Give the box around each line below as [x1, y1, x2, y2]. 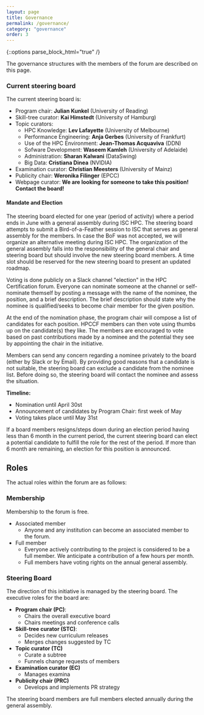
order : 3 [6, 32, 29, 38]
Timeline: [6, 389, 31, 396]
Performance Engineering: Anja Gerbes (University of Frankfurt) [24, 133, 186, 141]
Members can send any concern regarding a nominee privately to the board [6, 351, 197, 359]
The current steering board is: [6, 96, 82, 103]
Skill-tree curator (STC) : [15, 625, 77, 633]
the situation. [6, 377, 40, 384]
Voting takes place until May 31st [15, 414, 98, 421]
